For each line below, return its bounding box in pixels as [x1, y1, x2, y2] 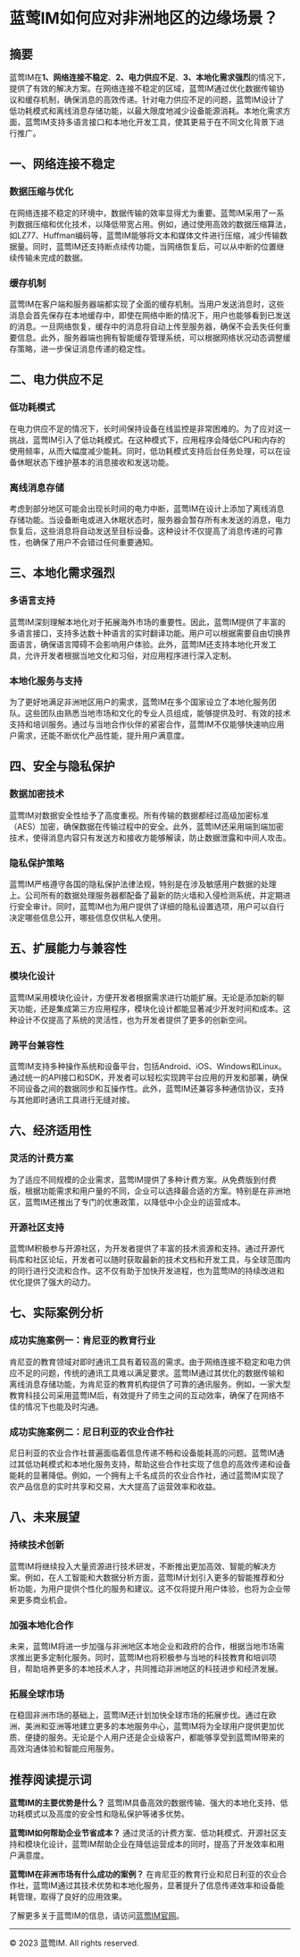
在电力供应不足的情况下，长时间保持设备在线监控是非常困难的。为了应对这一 [9, 423, 291, 434]
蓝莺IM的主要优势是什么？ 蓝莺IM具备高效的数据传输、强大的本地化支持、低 [9, 1797, 288, 1808]
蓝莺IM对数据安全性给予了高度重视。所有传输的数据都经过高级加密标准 [9, 810, 270, 821]
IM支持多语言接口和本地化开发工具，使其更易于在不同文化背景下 [39, 117, 277, 127]
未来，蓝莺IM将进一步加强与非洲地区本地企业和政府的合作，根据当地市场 [9, 1641, 277, 1651]
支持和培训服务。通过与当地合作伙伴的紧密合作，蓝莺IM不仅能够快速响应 [9, 719, 277, 730]
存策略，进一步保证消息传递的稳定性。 [9, 343, 150, 354]
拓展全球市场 [9, 1687, 65, 1700]
